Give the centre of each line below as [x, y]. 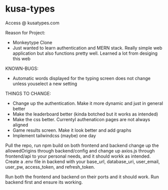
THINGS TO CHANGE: [28, 93]
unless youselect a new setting [45, 84]
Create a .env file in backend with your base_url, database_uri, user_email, [83, 161]
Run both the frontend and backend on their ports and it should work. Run [82, 177]
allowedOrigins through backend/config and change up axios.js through [80, 150]
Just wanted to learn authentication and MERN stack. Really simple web [88, 48]
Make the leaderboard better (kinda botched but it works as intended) [85, 114]
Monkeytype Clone [32, 42]
